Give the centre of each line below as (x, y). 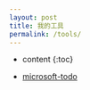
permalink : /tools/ (45, 34)
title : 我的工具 (37, 26)
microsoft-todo (49, 77)
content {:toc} (48, 60)
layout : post (33, 17)
